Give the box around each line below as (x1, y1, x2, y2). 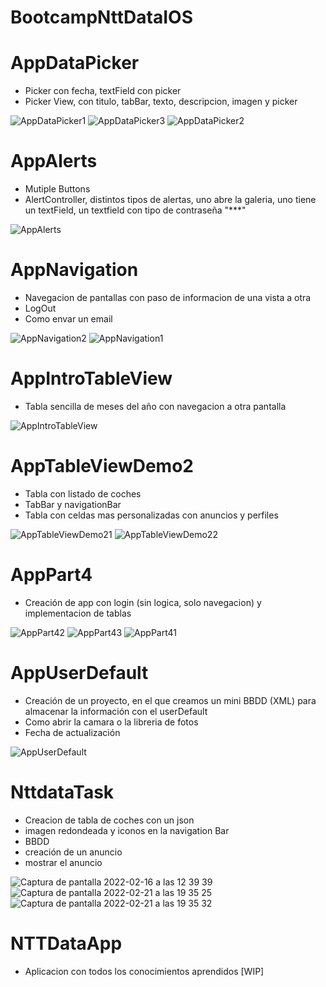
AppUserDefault (10, 662, 149, 684)
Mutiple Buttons (24, 183, 91, 195)
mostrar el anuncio (24, 856, 103, 868)
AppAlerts (10, 150, 98, 173)
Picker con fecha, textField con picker (24, 85, 182, 97)
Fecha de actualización (24, 726, 121, 738)
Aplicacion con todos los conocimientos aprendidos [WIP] (24, 965, 265, 977)
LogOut (24, 302, 57, 314)
